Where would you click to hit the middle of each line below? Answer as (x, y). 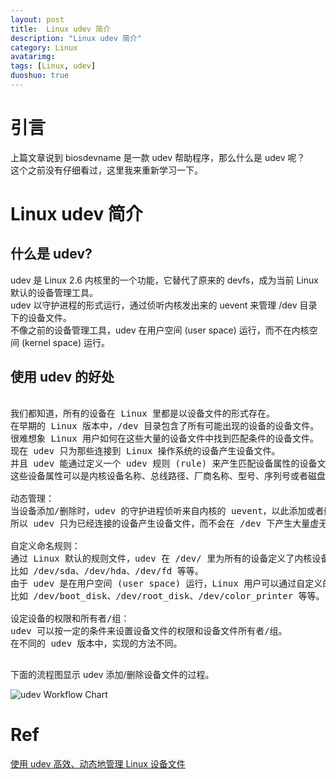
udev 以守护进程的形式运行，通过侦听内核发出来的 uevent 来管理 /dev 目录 (164, 305)
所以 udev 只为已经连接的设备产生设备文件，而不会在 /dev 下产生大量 (160, 523)
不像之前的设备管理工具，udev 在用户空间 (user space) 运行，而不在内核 (160, 330)
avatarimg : (33, 57)
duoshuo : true (40, 76)
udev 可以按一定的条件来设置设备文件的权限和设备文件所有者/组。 (149, 630)
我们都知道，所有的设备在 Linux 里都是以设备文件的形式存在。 (142, 413)
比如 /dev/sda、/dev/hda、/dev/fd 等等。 (107, 570)
